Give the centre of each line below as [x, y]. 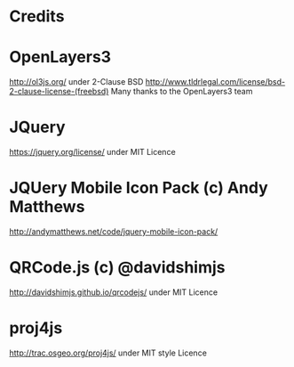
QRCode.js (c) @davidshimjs [117, 268]
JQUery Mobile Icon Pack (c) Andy [139, 188]
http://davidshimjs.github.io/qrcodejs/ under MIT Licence [114, 292]
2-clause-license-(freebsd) [59, 92]
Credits [37, 16]
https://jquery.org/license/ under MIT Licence [92, 152]
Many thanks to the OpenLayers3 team [182, 92]
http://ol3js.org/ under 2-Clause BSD [76, 82]
